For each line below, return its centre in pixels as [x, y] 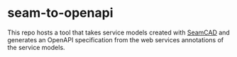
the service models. [36, 47]
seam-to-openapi [60, 13]
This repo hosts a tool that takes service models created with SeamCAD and [119, 32]
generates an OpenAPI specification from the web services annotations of [116, 39]
